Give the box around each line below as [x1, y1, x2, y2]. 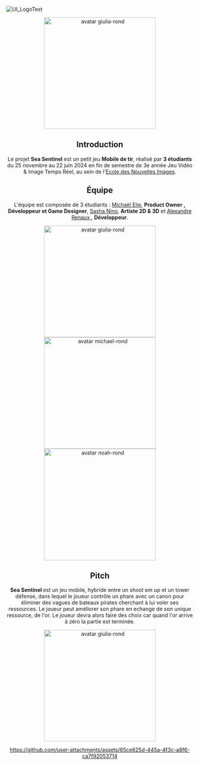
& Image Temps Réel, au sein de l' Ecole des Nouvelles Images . [23, 168, 176, 175]
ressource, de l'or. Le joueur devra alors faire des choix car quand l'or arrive [7, 612, 193, 619]
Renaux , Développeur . [71, 214, 129, 221]
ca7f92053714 [82, 753, 118, 760]
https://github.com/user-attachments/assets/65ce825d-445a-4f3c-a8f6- [10, 747, 190, 754]
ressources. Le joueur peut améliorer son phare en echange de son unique [8, 606, 191, 613]
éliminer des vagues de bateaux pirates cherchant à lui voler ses [21, 599, 179, 606]
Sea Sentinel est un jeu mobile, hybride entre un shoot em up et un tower [10, 587, 190, 594]
